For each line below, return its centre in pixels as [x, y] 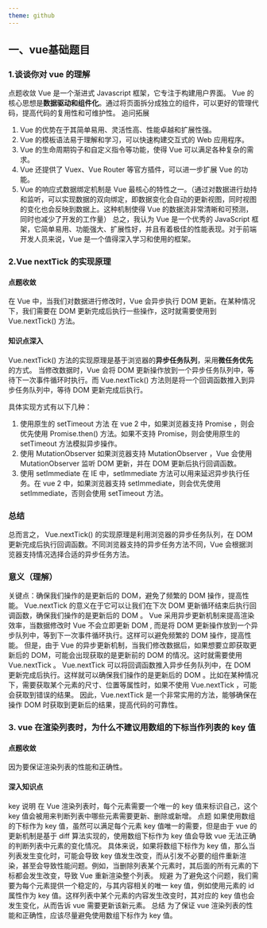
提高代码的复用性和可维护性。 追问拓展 [85, 113]
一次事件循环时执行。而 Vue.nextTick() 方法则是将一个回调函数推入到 [135, 380]
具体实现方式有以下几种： [50, 407]
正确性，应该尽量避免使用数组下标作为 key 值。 [99, 915]
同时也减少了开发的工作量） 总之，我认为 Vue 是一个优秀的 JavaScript [135, 219]
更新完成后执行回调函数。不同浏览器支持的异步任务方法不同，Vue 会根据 [127, 544]
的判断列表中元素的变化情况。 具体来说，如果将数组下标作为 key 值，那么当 [132, 845]
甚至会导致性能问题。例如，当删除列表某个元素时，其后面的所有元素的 [137, 865]
